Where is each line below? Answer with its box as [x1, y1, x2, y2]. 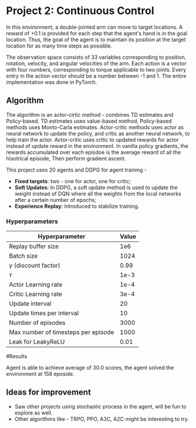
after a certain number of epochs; [14, 196, 97, 203]
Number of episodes [9, 319, 66, 327]
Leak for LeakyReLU [9, 338, 65, 346]
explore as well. [14, 409, 53, 416]
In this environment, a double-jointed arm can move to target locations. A [6, 23, 183, 31]
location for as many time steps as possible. [6, 42, 113, 49]
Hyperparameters [6, 217, 59, 225]
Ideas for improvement [6, 387, 91, 397]
